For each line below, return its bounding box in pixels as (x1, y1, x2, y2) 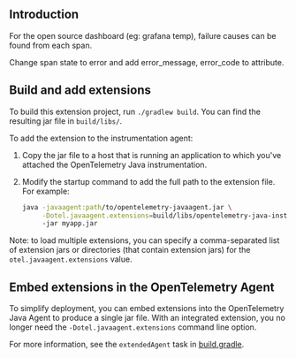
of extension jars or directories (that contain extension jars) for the (9, 245, 251, 255)
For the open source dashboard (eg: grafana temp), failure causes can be (9, 30, 277, 41)
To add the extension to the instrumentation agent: (9, 133, 194, 143)
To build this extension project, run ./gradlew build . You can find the (9, 106, 261, 117)
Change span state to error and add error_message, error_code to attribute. (9, 57, 285, 67)
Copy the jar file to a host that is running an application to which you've (21, 149, 282, 160)
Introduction (9, 7, 80, 22)
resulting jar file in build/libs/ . (9, 115, 123, 126)
